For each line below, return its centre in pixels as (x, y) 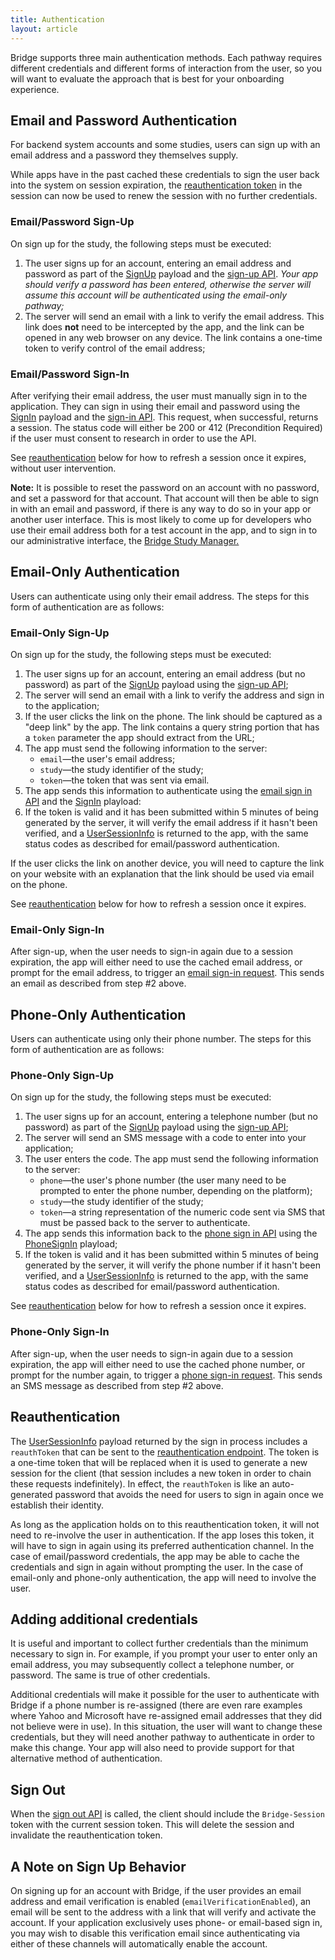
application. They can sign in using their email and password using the (155, 406)
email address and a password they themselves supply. (124, 155)
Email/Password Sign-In (70, 374)
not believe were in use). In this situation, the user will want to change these (166, 1727)
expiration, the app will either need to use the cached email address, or (156, 962)
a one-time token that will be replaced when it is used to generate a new (159, 1462)
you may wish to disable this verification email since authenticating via (155, 1933)
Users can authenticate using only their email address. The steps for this (160, 596)
